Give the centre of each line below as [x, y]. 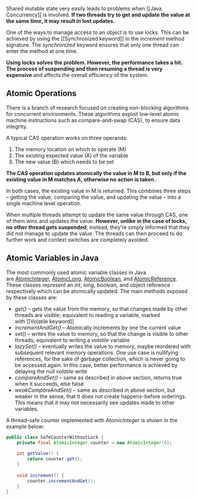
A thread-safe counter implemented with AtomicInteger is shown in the [92, 420]
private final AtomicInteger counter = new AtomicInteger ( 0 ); [94, 443]
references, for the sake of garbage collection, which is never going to [100, 359]
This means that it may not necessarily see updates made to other [95, 402]
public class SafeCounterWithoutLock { [55, 437]
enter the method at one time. [42, 51]
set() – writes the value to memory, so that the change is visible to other [101, 334]
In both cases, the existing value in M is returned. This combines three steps [98, 191]
